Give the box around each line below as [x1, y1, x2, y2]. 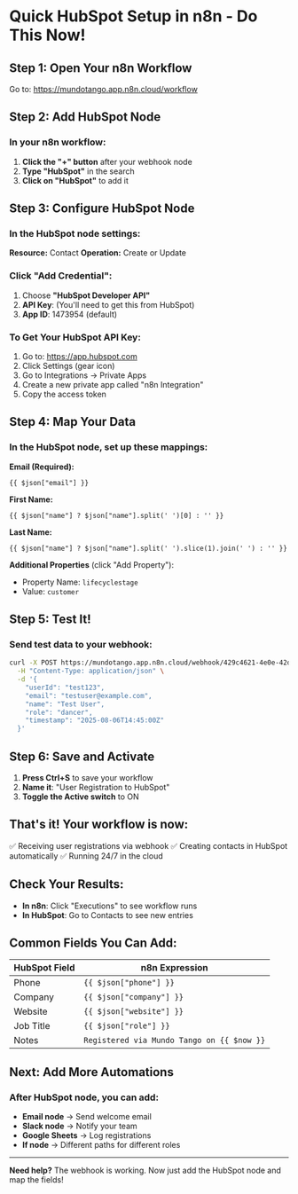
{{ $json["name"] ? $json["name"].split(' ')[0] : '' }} [9, 511, 224, 520]
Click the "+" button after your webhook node [21, 156, 192, 167]
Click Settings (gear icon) [21, 360, 115, 371]
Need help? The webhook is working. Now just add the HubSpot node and [9, 1165, 282, 1176]
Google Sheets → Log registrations [21, 1130, 152, 1141]
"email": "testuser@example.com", [25, 691, 153, 700]
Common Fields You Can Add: [9, 936, 177, 951]
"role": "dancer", [25, 708, 93, 717]
